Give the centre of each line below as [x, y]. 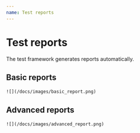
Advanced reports [40, 110]
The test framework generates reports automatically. [70, 59]
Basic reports [31, 77]
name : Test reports [30, 12]
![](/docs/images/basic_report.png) [51, 92]
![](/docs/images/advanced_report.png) [55, 124]
